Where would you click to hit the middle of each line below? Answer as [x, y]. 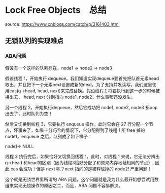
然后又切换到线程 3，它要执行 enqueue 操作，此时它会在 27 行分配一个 [77, 124]
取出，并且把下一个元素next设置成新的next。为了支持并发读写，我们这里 [79, 84]
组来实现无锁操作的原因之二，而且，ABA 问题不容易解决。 [64, 185]
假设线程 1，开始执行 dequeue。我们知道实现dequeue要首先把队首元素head [82, 78]
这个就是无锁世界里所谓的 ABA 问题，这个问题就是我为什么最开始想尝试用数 [82, 179]
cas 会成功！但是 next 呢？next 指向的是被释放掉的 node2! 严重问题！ [81, 169]
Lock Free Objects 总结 [56, 10]
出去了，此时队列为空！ [29, 114]
